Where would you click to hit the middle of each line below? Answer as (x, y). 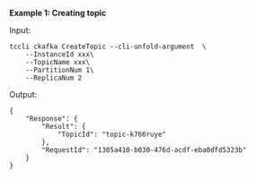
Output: (23, 94)
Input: (20, 30)
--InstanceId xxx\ (60, 55)
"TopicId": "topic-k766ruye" (112, 134)
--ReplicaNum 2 (54, 78)
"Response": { (52, 119)
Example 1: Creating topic (58, 13)
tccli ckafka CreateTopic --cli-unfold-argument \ (108, 47)
